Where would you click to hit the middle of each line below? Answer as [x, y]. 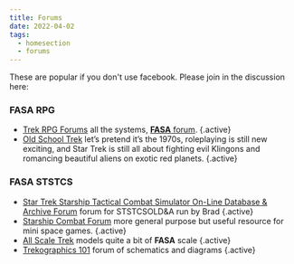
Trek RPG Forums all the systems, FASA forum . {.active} [127, 130]
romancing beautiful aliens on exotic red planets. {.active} [130, 158]
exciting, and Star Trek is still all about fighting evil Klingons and [141, 149]
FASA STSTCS [41, 182]
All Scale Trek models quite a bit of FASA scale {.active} [127, 240]
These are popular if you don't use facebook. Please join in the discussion [147, 77]
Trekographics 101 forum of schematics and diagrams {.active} [139, 250]
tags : [19, 34]
